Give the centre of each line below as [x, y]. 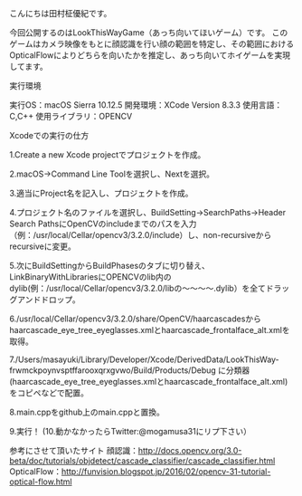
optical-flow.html [41, 482]
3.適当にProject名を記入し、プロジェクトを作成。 [101, 193]
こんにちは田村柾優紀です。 [61, 13]
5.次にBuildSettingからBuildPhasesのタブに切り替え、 [110, 266]
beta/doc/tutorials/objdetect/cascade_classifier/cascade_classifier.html [142, 461]
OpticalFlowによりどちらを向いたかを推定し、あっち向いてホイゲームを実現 [150, 55]
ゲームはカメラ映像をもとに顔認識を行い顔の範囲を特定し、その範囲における [152, 44]
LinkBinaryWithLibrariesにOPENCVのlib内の [90, 277]
